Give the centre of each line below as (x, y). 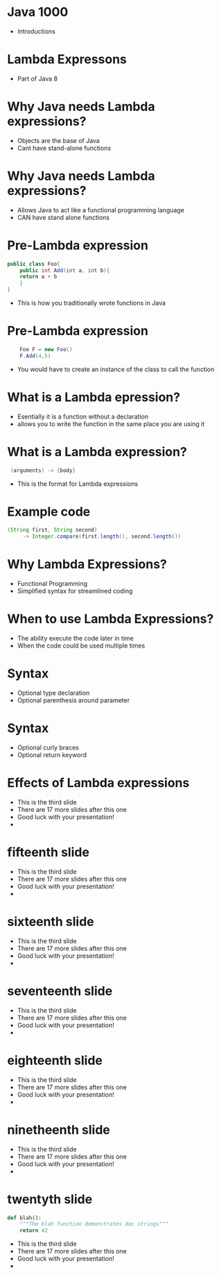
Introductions (36, 31)
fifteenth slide (48, 853)
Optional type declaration (53, 693)
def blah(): (24, 1218)
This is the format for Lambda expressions (78, 484)
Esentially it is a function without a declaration (83, 416)
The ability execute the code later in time (75, 639)
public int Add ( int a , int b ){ (65, 270)
